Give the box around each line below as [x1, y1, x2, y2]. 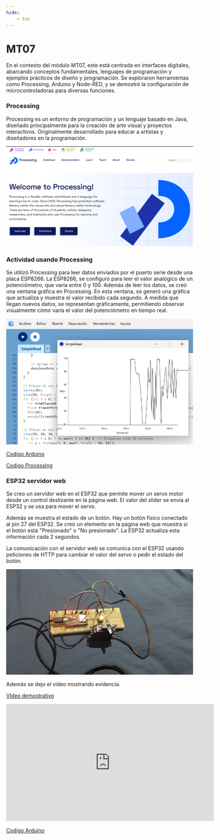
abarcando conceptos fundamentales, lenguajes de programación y [6, 68, 172, 75]
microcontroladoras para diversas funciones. [6, 87, 116, 94]
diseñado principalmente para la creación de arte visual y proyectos [6, 122, 173, 129]
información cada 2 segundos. [6, 533, 81, 541]
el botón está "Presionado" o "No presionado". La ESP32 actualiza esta [6, 527, 180, 534]
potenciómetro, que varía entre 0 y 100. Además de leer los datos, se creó [6, 282, 187, 289]
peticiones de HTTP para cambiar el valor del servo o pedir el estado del [6, 551, 184, 558]
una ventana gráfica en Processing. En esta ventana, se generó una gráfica [6, 288, 190, 295]
